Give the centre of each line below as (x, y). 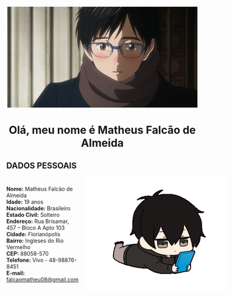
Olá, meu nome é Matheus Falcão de (102, 130)
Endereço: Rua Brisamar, (38, 221)
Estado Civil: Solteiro (33, 214)
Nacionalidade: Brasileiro (39, 208)
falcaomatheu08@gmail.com (43, 279)
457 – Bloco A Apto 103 (36, 227)
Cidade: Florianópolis (33, 234)
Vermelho (19, 247)
